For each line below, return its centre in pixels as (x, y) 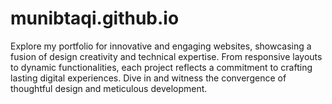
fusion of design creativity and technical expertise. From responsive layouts (166, 56)
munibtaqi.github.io (95, 18)
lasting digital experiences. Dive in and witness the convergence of (148, 78)
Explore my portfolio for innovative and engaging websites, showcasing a (161, 46)
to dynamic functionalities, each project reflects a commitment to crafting (161, 67)
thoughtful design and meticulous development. (109, 88)
